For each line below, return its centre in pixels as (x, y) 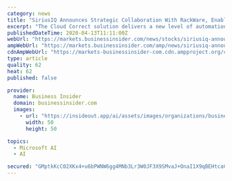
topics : (18, 141)
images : (25, 110)
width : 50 (39, 122)
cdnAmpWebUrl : (28, 53)
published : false (32, 78)
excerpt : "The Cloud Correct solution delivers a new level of (100, 26)
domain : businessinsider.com (55, 103)
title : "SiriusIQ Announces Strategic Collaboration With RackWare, (108, 20)
